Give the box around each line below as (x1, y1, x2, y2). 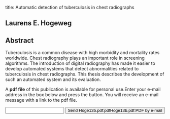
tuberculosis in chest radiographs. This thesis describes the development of (5, 71, 164, 77)
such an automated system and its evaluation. (5, 76, 101, 83)
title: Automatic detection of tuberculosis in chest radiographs (5, 5, 134, 10)
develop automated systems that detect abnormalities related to (5, 66, 139, 72)
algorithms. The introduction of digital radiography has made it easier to (5, 60, 156, 66)
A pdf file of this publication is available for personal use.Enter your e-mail (5, 86, 161, 93)
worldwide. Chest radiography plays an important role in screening (5, 55, 145, 61)
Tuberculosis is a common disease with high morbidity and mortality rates (5, 50, 160, 56)
